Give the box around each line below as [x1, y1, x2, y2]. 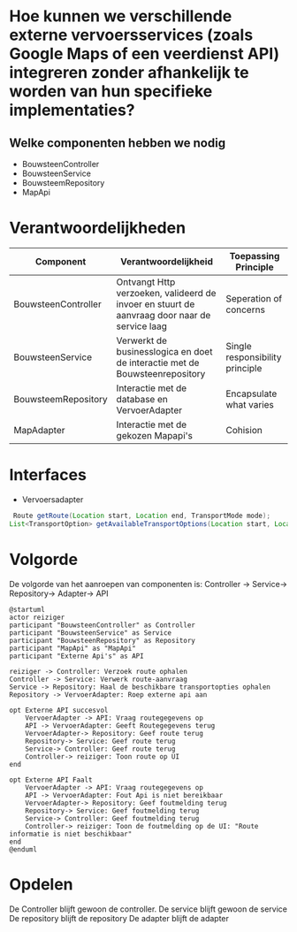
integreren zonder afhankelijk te [9, 63, 249, 83]
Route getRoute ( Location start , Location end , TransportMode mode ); [12, 511, 271, 520]
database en [116, 393, 168, 405]
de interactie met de [116, 356, 200, 369]
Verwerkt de [116, 334, 168, 347]
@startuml [9, 605, 46, 614]
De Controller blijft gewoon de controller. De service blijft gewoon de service [9, 904, 287, 914]
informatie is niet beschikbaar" [9, 829, 133, 838]
